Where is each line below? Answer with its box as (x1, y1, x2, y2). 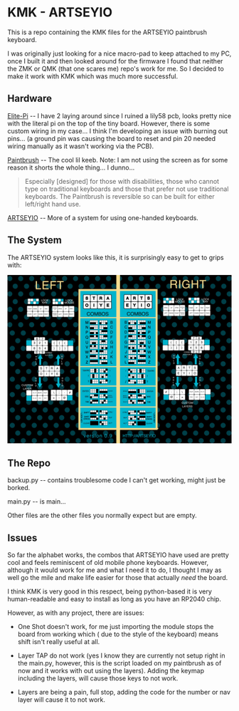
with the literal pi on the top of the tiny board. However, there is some (7, 119, 210, 128)
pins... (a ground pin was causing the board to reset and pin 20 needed (7, 134, 216, 142)
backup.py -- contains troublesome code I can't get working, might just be (7, 476, 226, 484)
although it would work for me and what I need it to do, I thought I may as (7, 566, 222, 574)
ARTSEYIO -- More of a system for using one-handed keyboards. (7, 213, 199, 222)
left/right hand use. (24, 199, 81, 208)
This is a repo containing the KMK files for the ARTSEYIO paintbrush (7, 28, 208, 36)
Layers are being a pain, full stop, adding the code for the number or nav (17, 688, 231, 697)
